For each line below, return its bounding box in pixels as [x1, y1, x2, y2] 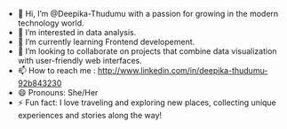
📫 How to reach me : [17, 65, 96, 75]
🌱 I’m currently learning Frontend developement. [17, 36, 195, 47]
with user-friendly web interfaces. [17, 56, 142, 65]
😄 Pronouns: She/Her [17, 87, 99, 97]
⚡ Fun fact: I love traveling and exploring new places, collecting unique [17, 97, 277, 108]
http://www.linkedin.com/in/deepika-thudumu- [97, 65, 268, 75]
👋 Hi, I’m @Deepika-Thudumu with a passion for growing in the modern [17, 9, 279, 19]
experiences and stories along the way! [17, 110, 163, 120]
